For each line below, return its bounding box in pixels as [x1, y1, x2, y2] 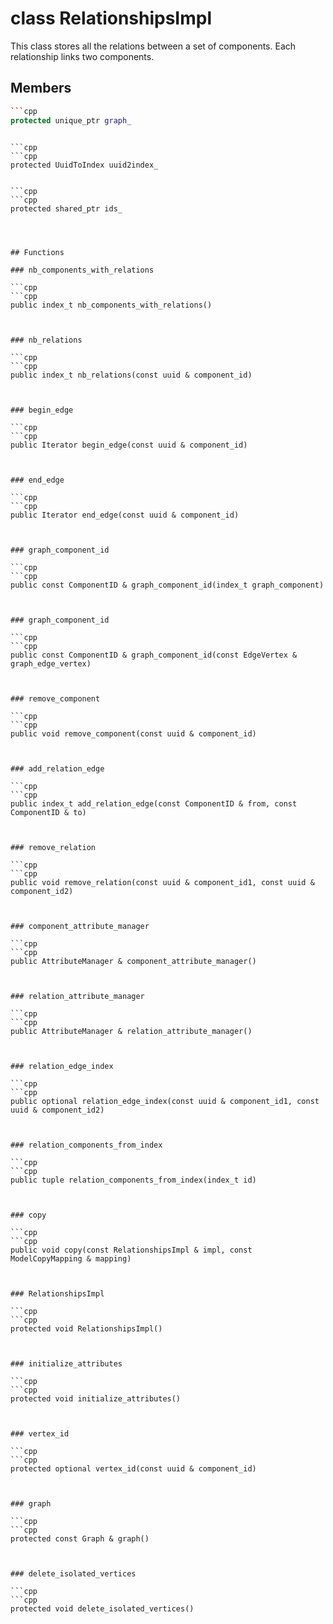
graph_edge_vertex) [10, 658, 92, 669]
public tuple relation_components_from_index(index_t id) [10, 1175, 257, 1185]
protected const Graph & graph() [10, 1533, 150, 1544]
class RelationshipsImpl [10, 7, 213, 30]
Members [10, 80, 72, 97]
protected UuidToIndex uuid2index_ [10, 160, 159, 170]
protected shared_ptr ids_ [10, 203, 123, 214]
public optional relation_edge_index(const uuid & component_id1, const [10, 1096, 320, 1106]
